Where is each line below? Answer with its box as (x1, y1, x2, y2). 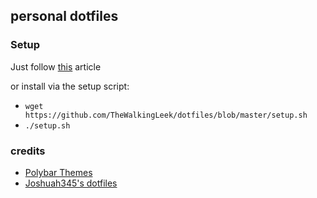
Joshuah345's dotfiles (24, 177, 118, 189)
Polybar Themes (24, 166, 93, 178)
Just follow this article (10, 60, 102, 73)
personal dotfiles (10, 8, 119, 25)
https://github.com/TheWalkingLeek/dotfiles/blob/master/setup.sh (24, 110, 308, 120)
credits (10, 144, 46, 158)
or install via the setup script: (10, 80, 130, 92)
